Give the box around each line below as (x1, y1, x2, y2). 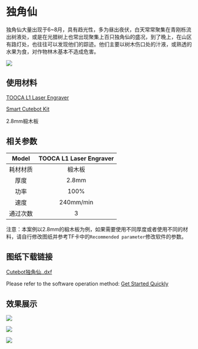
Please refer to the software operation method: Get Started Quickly (6, 280, 169, 287)
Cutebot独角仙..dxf (6, 268, 52, 275)
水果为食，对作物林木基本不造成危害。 (6, 48, 99, 55)
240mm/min (59, 198, 94, 206)
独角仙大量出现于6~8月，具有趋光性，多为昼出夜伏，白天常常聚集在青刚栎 (6, 26, 187, 33)
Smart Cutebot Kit (6, 105, 50, 112)
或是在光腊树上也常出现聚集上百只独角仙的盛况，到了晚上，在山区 (31, 33, 192, 40)
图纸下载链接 (6, 251, 53, 262)
